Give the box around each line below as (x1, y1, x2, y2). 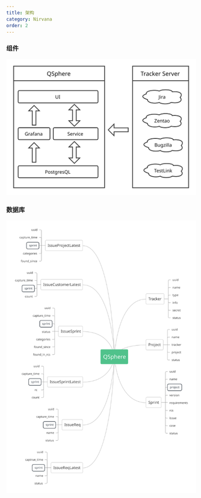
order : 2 (6, 22, 28, 28)
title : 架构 (6, 10, 34, 16)
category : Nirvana (6, 16, 52, 22)
